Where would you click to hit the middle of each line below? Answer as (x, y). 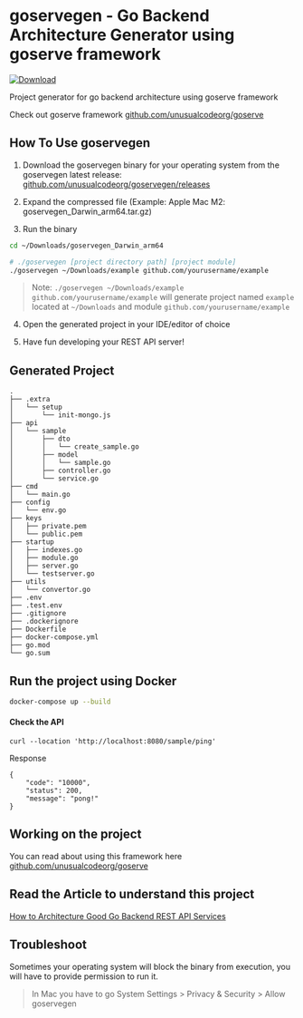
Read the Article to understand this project (132, 894)
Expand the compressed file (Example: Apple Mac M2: (124, 201)
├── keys (26, 519)
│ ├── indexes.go (46, 550)
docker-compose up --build (60, 702)
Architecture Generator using (122, 35)
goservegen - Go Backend (109, 16)
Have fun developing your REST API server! (104, 342)
